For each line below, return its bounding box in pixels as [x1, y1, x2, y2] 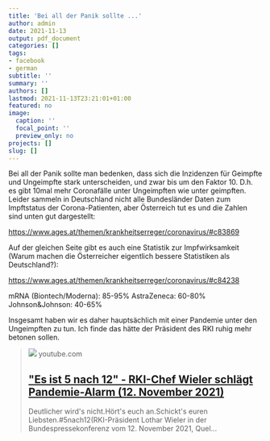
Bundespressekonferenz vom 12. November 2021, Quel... [27, 424, 218, 434]
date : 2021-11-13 [8, 27, 67, 35]
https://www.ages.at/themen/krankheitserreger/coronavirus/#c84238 [8, 276, 240, 285]
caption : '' [15, 117, 56, 125]
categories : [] [8, 42, 60, 50]
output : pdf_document [8, 34, 81, 43]
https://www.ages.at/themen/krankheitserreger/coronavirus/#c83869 [8, 227, 240, 237]
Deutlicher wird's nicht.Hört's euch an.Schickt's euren [27, 406, 208, 416]
